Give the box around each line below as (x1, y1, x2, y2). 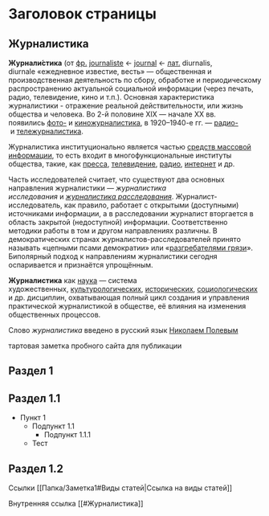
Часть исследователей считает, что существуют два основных (8, 174, 225, 184)
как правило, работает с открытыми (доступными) (63, 200, 239, 210)
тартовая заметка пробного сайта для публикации (8, 341, 182, 350)
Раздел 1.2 (8, 461, 64, 475)
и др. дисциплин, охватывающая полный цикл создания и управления (8, 293, 250, 302)
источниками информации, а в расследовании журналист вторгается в (8, 209, 255, 218)
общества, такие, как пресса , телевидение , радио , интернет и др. (8, 159, 235, 169)
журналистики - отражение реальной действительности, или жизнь (8, 101, 243, 110)
